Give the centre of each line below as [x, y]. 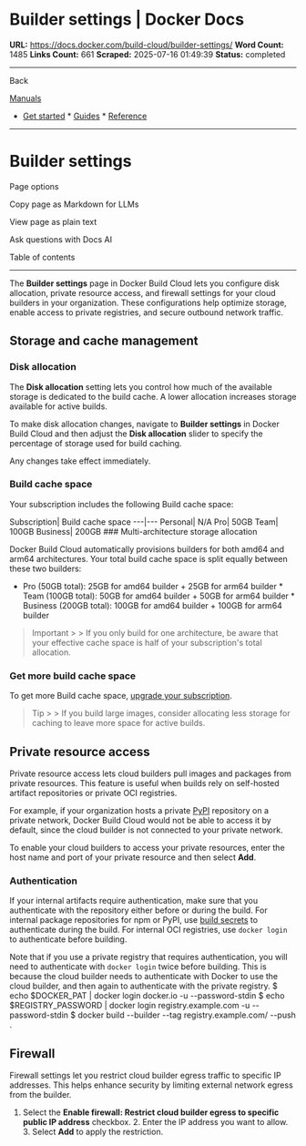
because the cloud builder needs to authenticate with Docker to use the [144, 977]
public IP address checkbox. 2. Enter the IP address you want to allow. [155, 1122]
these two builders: [46, 568]
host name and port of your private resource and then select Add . [133, 857]
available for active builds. [58, 406]
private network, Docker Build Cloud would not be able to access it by [140, 820]
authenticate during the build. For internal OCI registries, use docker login [148, 930]
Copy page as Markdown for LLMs [74, 204]
